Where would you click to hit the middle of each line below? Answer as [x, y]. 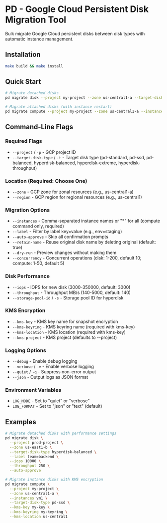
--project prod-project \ [37, 443]
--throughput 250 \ [30, 466]
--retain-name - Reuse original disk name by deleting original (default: [84, 242]
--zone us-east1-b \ [31, 447]
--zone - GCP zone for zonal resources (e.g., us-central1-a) [73, 192]
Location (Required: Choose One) [46, 181]
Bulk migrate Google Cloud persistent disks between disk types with [75, 33]
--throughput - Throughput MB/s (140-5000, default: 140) [71, 292]
